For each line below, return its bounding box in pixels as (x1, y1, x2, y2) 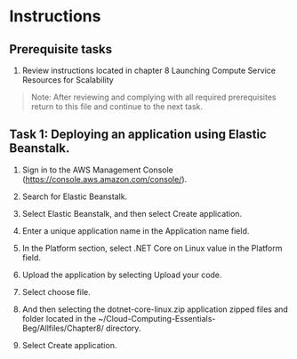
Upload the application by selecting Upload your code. (21, 269, 222, 280)
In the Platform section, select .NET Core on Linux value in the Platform (21, 243, 283, 253)
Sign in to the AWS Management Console (21, 164, 173, 175)
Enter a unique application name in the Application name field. (21, 225, 250, 236)
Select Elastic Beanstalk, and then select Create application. (21, 208, 243, 219)
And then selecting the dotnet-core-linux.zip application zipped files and (21, 304, 289, 315)
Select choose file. (21, 286, 91, 297)
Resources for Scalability (21, 75, 114, 85)
